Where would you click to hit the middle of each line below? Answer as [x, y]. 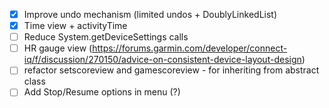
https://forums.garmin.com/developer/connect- [190, 48]
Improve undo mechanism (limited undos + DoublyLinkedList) [150, 14]
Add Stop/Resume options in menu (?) [102, 92]
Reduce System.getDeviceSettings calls [106, 37]
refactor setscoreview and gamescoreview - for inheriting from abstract [171, 70]
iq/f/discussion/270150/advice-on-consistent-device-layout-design [162, 60]
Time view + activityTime [75, 26]
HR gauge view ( [58, 48]
